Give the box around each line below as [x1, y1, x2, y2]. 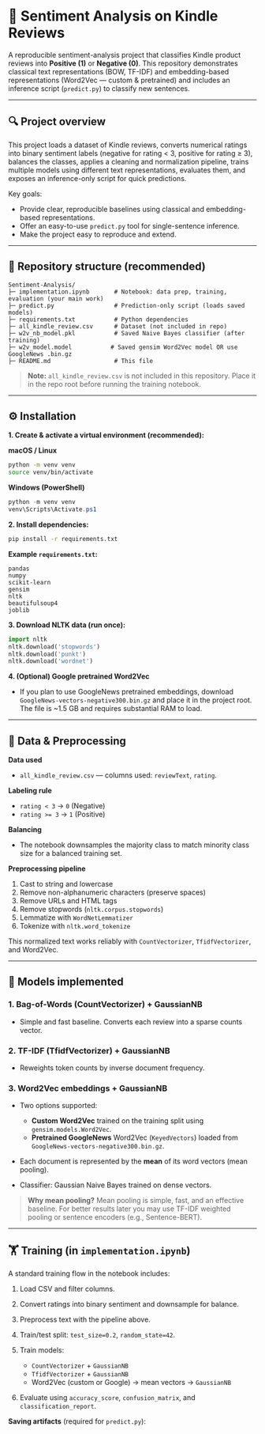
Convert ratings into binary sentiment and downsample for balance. [19, 1300, 239, 1309]
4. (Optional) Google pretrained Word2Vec [8, 672, 150, 681]
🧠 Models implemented [8, 975, 124, 989]
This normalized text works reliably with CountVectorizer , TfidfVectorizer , [8, 936, 252, 946]
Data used [8, 755, 43, 765]
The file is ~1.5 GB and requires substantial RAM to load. [19, 704, 203, 713]
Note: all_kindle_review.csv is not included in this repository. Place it [27, 371, 256, 380]
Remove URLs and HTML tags [19, 896, 118, 906]
